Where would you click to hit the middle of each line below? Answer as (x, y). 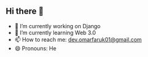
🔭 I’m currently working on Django (57, 26)
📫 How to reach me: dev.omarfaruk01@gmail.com (78, 39)
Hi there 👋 (25, 11)
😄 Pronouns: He (35, 48)
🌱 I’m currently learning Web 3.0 (55, 32)
